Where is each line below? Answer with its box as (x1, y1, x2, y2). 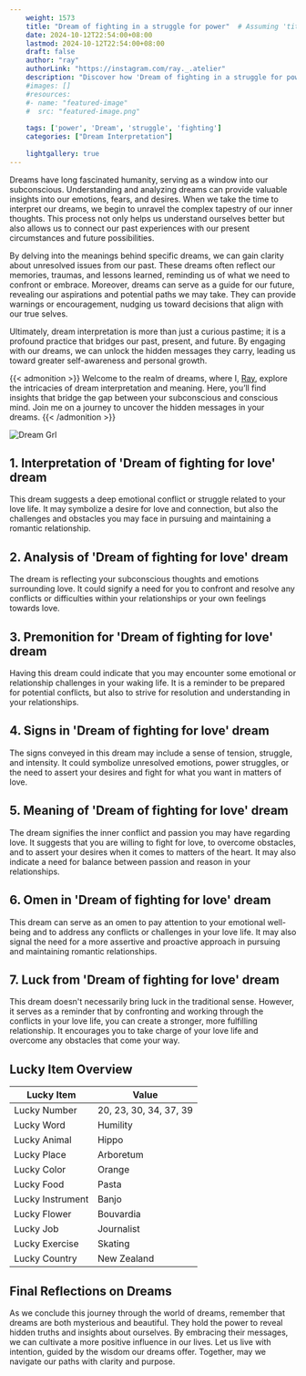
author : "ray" (25, 56, 79, 65)
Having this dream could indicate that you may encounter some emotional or (9, 668, 297, 679)
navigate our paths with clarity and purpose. (9, 1356, 176, 1367)
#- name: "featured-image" (25, 98, 128, 108)
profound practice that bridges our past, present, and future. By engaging (9, 335, 286, 347)
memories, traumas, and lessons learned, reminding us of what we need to (9, 269, 291, 280)
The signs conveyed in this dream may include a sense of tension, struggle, (9, 747, 293, 758)
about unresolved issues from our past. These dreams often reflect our (9, 259, 276, 270)
